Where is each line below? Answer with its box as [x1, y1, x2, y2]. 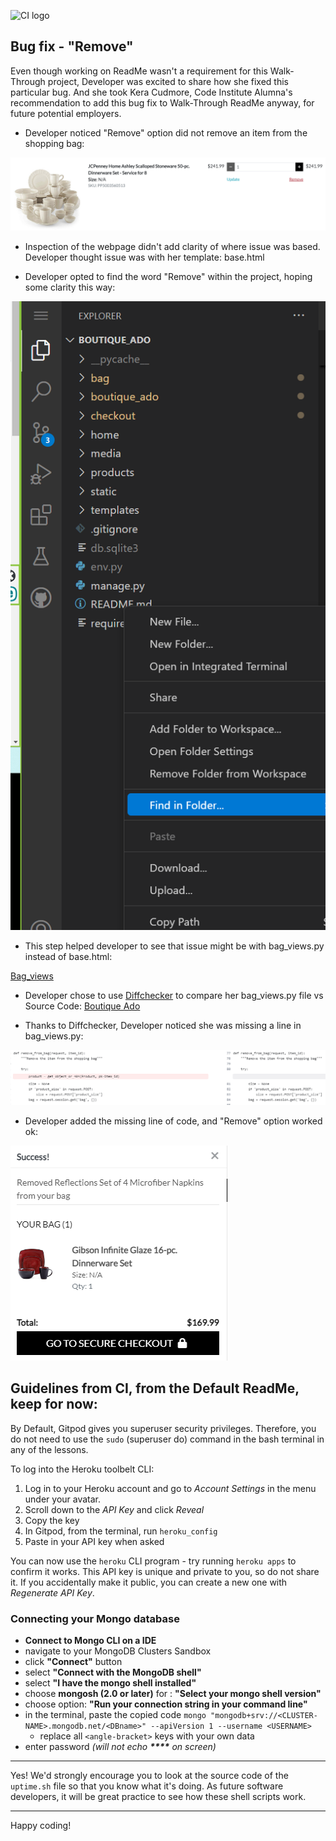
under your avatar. [24, 1493, 102, 1505]
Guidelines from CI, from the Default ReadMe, [10, 1380, 300, 1397]
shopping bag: [24, 137, 85, 149]
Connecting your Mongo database [10, 1611, 180, 1625]
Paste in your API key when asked [24, 1535, 165, 1547]
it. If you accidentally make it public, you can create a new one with [10, 1576, 288, 1588]
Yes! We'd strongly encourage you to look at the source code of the [10, 1770, 289, 1782]
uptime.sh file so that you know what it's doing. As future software [10, 1780, 284, 1792]
